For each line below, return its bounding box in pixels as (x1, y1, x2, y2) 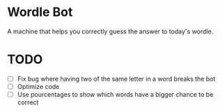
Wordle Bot (7, 4, 73, 20)
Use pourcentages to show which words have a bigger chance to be (17, 90, 214, 98)
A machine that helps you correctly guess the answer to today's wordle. (7, 27, 214, 35)
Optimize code (17, 82, 60, 90)
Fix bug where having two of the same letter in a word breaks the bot (17, 74, 216, 83)
